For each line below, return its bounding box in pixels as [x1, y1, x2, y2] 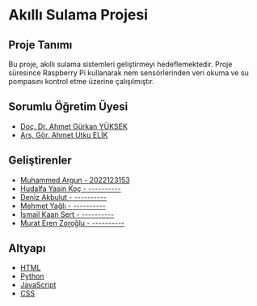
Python [19, 271, 44, 281]
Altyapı [8, 241, 46, 256]
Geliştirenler [8, 154, 73, 168]
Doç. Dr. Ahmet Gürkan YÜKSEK [19, 121, 128, 131]
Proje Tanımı [8, 38, 73, 52]
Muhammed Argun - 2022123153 [19, 175, 131, 185]
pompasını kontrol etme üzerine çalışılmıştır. [8, 77, 155, 86]
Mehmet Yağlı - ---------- [19, 201, 107, 210]
